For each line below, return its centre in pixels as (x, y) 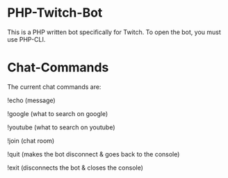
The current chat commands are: (54, 87)
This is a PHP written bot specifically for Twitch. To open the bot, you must (114, 32)
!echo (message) (31, 100)
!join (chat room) (31, 140)
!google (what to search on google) (58, 113)
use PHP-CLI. (26, 39)
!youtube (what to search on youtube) (62, 127)
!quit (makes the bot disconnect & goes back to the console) (93, 154)
